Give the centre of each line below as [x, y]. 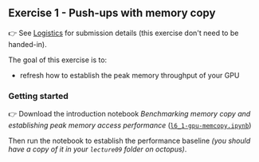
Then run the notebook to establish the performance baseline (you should [129, 141]
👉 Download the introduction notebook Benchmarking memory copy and [129, 114]
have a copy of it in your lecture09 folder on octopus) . [98, 149]
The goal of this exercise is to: [58, 60]
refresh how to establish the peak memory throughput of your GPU [129, 75]
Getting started [39, 96]
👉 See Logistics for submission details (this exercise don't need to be [124, 33]
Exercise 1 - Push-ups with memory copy [112, 13]
